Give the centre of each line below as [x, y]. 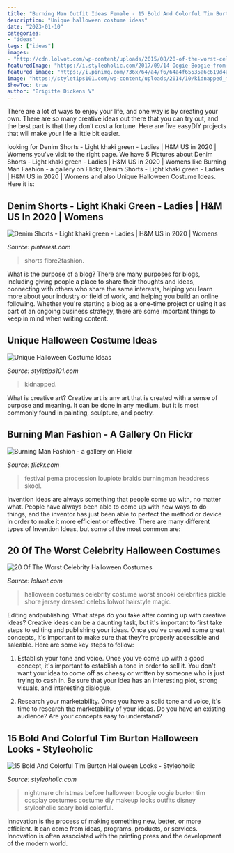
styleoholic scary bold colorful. [69, 808]
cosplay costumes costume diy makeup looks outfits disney [110, 800]
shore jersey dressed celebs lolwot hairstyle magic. [98, 602]
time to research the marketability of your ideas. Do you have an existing [121, 709]
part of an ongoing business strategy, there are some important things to [111, 311]
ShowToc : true [28, 85]
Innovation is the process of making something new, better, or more [104, 821]
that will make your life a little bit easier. [64, 134]
